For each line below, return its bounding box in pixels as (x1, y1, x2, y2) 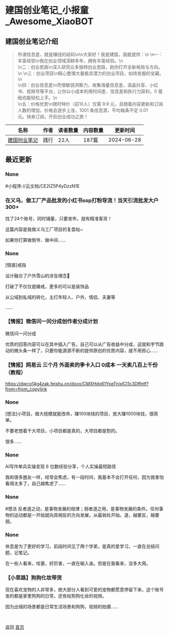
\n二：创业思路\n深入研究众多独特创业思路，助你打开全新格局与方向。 (17, 64, 163, 70)
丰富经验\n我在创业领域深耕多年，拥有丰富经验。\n (17, 58, 123, 64)
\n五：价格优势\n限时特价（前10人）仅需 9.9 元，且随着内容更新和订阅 (17, 101, 163, 107)
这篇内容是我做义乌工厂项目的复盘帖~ (5, 226, 83, 232)
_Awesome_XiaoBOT (5, 16, 94, 27)
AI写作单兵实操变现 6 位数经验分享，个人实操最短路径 (5, 463, 116, 470)
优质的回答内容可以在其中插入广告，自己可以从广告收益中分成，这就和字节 (5, 341, 159, 347)
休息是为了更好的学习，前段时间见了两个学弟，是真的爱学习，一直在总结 (5, 544, 155, 550)
